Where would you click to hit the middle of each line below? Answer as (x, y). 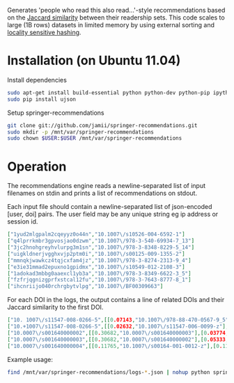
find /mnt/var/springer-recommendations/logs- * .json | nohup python (109, 372)
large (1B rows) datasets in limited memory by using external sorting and (111, 25)
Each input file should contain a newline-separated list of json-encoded (110, 207)
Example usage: (30, 359)
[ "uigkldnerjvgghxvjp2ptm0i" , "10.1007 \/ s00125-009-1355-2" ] (96, 254)
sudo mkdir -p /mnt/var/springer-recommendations (81, 132)
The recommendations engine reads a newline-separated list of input (106, 186)
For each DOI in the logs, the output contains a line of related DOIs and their (116, 300)
